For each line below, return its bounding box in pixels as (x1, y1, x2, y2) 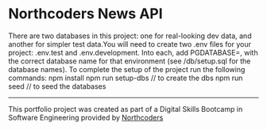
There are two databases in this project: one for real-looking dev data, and (8, 31, 252, 40)
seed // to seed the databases (8, 81, 106, 91)
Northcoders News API (8, 5, 163, 23)
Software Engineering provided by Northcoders (8, 113, 164, 122)
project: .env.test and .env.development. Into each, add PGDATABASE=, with (8, 48, 258, 57)
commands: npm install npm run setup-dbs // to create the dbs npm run (8, 73, 243, 82)
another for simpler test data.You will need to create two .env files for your (8, 39, 252, 48)
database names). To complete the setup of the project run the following (8, 64, 246, 74)
